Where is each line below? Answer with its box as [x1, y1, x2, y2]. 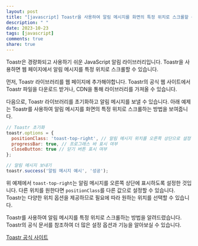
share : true [6, 42, 35, 48]
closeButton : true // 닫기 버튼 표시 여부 [11, 147, 107, 152]
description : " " [6, 19, 49, 25]
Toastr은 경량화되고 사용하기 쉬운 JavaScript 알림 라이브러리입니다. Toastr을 [6, 58, 184, 65]
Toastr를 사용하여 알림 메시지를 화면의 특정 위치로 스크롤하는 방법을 [12, 105, 168, 112]
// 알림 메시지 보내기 [6, 162, 52, 168]
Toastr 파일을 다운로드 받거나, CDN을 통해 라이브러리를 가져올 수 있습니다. [6, 85, 177, 92]
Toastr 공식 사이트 [6, 234, 48, 241]
